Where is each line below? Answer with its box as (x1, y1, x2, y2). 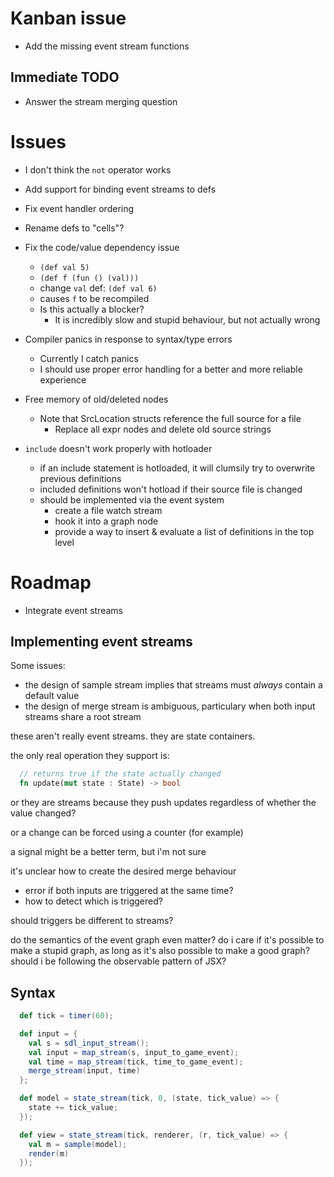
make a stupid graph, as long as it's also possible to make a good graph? (10, 945, 311, 957)
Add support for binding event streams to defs (24, 183, 217, 195)
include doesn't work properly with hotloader (24, 442, 213, 454)
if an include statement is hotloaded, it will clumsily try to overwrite (39, 462, 316, 474)
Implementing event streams (10, 633, 193, 651)
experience (39, 373, 87, 386)
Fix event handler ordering (24, 202, 135, 214)
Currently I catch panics (39, 352, 139, 364)
